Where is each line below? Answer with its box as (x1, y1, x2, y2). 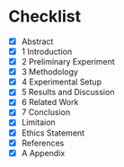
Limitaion (21, 117, 56, 127)
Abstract (21, 36, 54, 47)
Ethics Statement (21, 127, 85, 138)
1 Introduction (21, 47, 73, 57)
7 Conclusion (21, 107, 71, 118)
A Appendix (21, 147, 66, 158)
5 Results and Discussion (21, 87, 115, 98)
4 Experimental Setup (21, 76, 102, 87)
